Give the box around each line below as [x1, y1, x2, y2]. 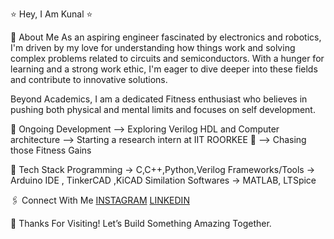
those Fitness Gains [10, 144, 92, 156]
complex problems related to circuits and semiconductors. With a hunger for [10, 53, 325, 64]
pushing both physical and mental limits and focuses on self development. [10, 104, 316, 115]
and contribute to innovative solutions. [10, 74, 168, 85]
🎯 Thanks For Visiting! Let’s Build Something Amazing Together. [10, 218, 272, 229]
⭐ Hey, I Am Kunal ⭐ [10, 8, 93, 20]
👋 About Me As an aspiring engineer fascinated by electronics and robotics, [10, 31, 322, 43]
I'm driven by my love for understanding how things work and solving [10, 42, 296, 53]
